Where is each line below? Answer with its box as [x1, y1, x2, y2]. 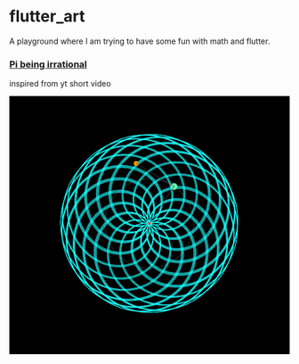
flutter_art [9, 6, 85, 27]
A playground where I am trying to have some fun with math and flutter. [9, 36, 271, 46]
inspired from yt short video [9, 79, 111, 89]
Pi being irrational [9, 58, 87, 70]
